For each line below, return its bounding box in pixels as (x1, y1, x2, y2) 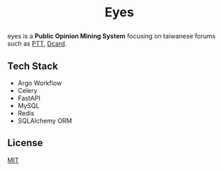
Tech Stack (7, 60, 58, 72)
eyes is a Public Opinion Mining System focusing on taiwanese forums (7, 32, 216, 40)
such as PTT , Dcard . (7, 40, 67, 48)
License (7, 137, 43, 149)
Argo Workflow (17, 79, 62, 87)
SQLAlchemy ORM (17, 116, 72, 125)
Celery (17, 87, 38, 94)
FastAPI (17, 94, 40, 102)
